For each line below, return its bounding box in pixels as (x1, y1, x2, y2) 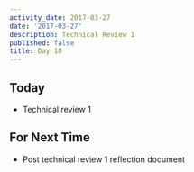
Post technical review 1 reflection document (22, 154, 185, 165)
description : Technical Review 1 (9, 30, 135, 39)
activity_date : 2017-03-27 (9, 13, 111, 23)
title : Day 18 (9, 47, 63, 56)
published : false (9, 38, 75, 48)
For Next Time (9, 130, 90, 145)
